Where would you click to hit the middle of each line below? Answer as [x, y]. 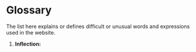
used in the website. [31, 32]
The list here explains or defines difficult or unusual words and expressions [98, 26]
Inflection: [28, 44]
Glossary [29, 10]
